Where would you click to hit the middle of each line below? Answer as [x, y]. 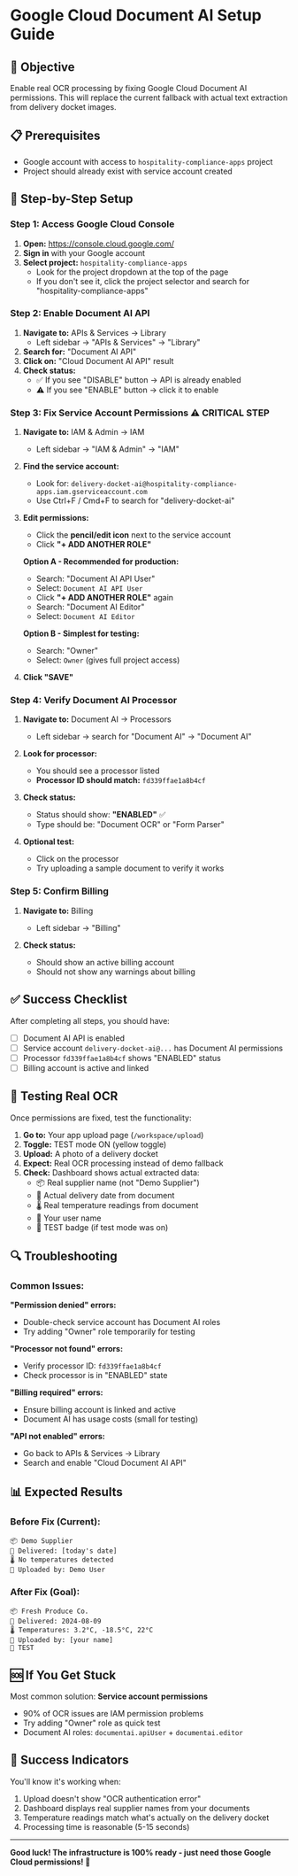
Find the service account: [71, 467]
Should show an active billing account [105, 962]
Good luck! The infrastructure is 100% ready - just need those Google [141, 1852]
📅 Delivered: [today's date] [64, 1551]
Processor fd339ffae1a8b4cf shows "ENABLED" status [122, 1058]
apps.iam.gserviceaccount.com [92, 492]
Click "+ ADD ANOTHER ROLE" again [105, 598]
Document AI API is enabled [74, 1038]
